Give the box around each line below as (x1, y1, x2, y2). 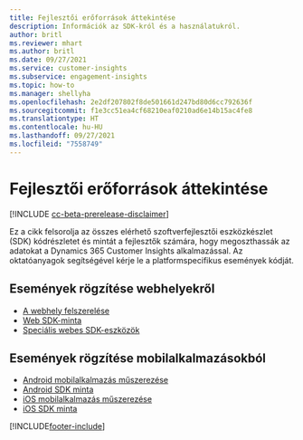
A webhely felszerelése (22, 305, 110, 316)
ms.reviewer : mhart (9, 38, 83, 48)
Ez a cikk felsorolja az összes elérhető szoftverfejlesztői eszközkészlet (9, 225, 273, 236)
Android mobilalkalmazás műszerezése (22, 375, 169, 386)
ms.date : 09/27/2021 (9, 55, 88, 64)
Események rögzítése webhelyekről (9, 282, 215, 297)
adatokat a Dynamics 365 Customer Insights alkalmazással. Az (9, 245, 243, 256)
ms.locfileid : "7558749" (9, 139, 103, 148)
